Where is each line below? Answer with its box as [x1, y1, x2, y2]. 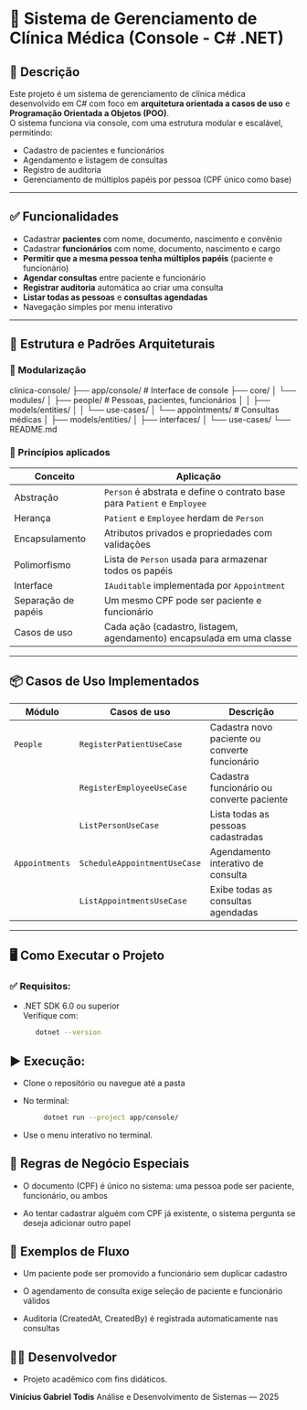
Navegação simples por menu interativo [22, 301, 174, 312]
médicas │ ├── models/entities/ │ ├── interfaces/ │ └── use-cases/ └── [9, 413, 291, 424]
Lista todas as [209, 807, 270, 820]
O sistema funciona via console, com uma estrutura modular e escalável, [9, 118, 283, 128]
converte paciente [209, 793, 289, 806]
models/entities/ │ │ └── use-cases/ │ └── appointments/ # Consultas [9, 404, 280, 415]
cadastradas [209, 830, 263, 843]
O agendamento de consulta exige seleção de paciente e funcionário [22, 1286, 283, 1297]
